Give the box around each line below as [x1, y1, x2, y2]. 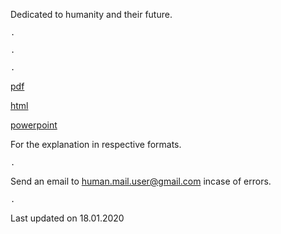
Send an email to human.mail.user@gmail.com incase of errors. [10, 175, 272, 187]
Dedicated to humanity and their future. [10, 9, 173, 20]
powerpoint [10, 119, 58, 131]
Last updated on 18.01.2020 [10, 212, 125, 224]
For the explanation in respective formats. [10, 139, 182, 150]
